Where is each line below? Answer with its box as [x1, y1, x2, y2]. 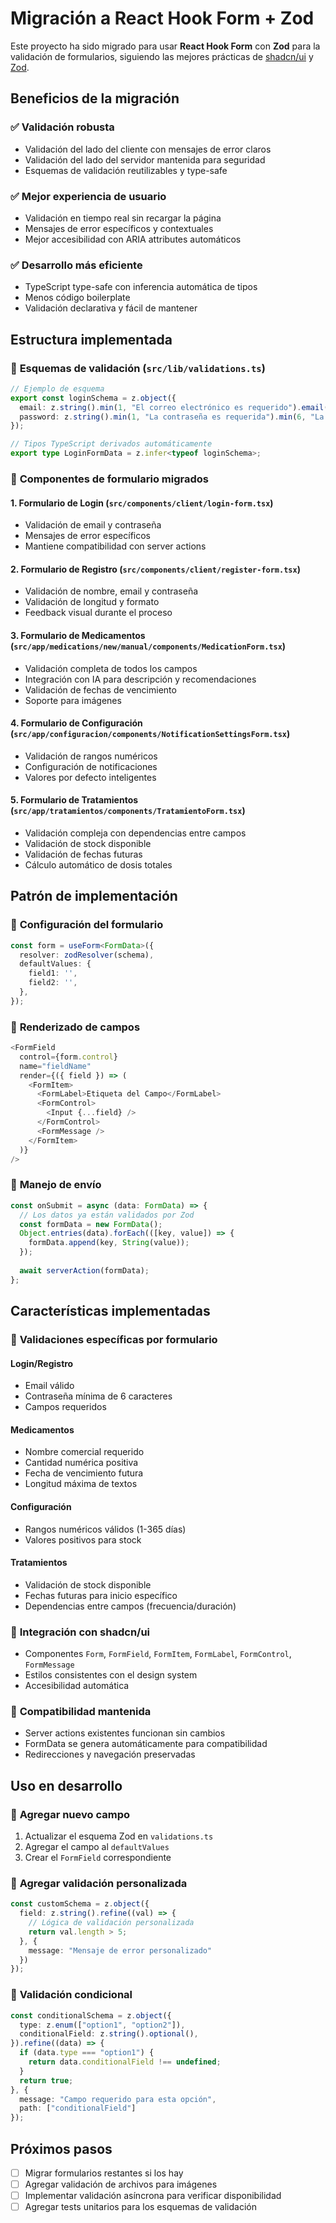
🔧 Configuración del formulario [10, 918, 164, 932]
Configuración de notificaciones [24, 760, 158, 772]
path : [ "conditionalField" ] [19, 2103, 137, 2114]
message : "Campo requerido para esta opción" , [19, 2094, 217, 2104]
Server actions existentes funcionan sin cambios [24, 1727, 226, 1739]
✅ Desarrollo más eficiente [10, 258, 143, 272]
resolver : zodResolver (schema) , [19, 950, 155, 960]
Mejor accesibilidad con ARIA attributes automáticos [24, 233, 242, 245]
